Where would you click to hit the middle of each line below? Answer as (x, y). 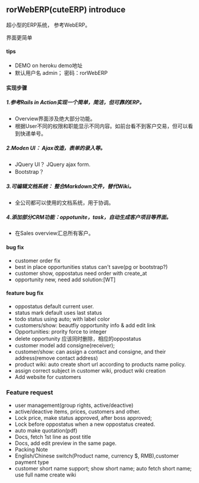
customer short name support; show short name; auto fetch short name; (103, 469)
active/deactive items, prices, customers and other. (78, 412)
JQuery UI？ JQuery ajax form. (53, 164)
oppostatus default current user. (54, 306)
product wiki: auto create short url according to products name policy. (100, 364)
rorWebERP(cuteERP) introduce (66, 10)
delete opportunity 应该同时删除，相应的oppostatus (78, 338)
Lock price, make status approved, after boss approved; (83, 418)
